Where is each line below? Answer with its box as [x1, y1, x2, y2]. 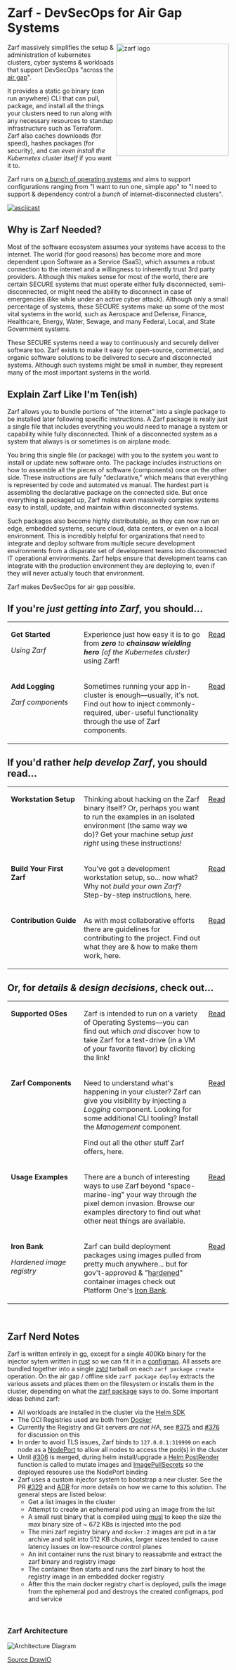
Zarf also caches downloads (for [7, 131, 102, 140]
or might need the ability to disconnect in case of [50, 287, 192, 296]
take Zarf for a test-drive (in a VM [84, 1035, 195, 1044]
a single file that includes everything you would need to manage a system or [7, 422, 228, 430]
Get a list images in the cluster [27, 1497, 116, 1506]
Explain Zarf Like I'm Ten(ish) [7, 389, 138, 401]
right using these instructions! [84, 839, 183, 848]
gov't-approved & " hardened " [84, 1268, 183, 1277]
